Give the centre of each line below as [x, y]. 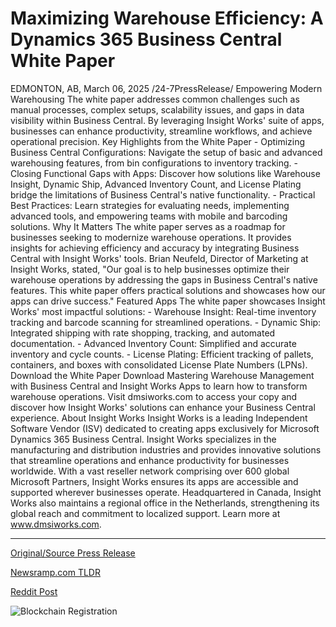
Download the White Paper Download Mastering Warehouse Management [162, 375]
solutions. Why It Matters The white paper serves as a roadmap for [148, 226]
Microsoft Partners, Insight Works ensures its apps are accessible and [154, 481]
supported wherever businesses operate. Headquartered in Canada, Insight [166, 492]
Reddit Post [34, 591]
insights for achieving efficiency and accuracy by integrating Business [155, 248]
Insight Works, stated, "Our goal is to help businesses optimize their [150, 269]
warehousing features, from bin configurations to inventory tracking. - [154, 163]
